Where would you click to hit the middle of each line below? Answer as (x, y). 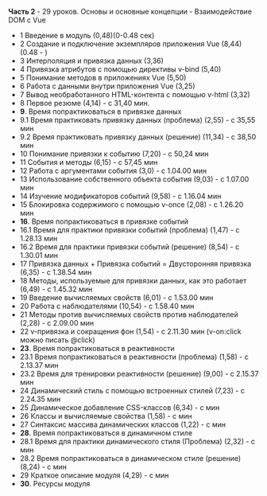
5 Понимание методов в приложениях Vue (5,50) (103, 78)
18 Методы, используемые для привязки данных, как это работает (133, 281)
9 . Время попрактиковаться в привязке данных (101, 111)
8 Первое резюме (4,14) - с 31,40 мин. (85, 103)
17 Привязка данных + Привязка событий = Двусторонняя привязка (135, 264)
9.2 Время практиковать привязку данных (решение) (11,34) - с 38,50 (138, 137)
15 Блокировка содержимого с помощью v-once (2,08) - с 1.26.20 (132, 205)
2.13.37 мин (39, 365)
